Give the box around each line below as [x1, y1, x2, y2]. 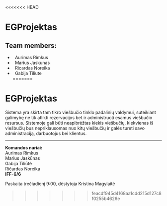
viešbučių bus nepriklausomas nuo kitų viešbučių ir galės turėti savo [5, 125, 145, 131]
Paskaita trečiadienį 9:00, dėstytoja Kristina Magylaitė [5, 181, 115, 187]
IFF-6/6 [5, 171, 21, 177]
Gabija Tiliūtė [5, 160, 32, 166]
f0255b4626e [91, 196, 120, 202]
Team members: [5, 41, 57, 50]
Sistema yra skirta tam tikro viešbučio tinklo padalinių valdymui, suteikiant [5, 109, 157, 115]
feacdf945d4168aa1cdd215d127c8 [91, 190, 162, 196]
